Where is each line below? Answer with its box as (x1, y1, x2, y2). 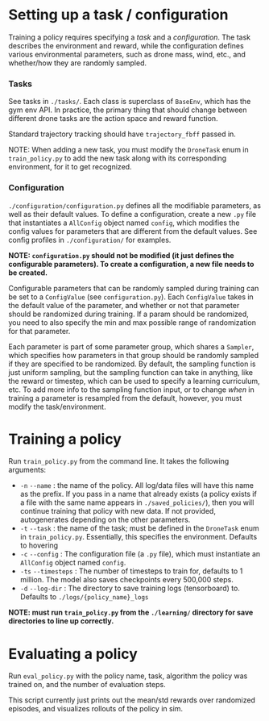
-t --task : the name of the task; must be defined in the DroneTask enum (19, 523, 259, 533)
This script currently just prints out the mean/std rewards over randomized (8, 695, 256, 705)
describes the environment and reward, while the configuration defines (8, 40, 244, 50)
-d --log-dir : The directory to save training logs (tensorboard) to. (19, 583, 240, 594)
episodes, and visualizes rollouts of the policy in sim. (8, 704, 184, 714)
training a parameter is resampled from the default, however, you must (8, 393, 242, 402)
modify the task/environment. (8, 402, 106, 411)
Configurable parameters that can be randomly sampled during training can (8, 283, 259, 293)
